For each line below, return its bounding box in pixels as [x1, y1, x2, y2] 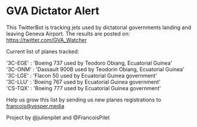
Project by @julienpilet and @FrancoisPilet [6, 114, 110, 121]
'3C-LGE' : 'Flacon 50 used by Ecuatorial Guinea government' [6, 72, 158, 79]
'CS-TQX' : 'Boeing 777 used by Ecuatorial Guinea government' [6, 84, 161, 91]
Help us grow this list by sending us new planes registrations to [6, 96, 162, 103]
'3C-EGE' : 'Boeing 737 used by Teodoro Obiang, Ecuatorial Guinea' [6, 59, 173, 66]
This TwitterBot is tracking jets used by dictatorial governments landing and [6, 24, 192, 31]
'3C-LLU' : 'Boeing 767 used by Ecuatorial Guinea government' [6, 78, 161, 85]
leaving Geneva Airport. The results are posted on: [6, 30, 130, 37]
